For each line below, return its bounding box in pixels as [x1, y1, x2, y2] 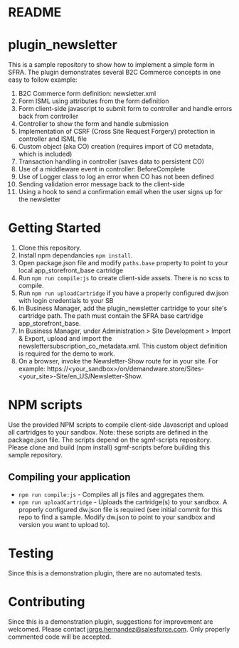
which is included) [18, 150, 73, 159]
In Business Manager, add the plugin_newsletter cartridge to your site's [18, 304, 228, 313]
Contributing [8, 593, 85, 610]
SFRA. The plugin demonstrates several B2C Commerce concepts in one [8, 68, 221, 77]
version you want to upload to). [18, 520, 110, 529]
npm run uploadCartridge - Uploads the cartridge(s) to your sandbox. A [18, 497, 228, 506]
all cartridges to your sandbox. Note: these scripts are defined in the [8, 428, 208, 436]
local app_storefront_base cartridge [18, 266, 124, 275]
